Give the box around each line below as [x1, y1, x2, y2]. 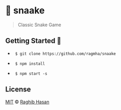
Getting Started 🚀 [5, 36, 62, 45]
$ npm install [15, 61, 45, 66]
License [5, 85, 31, 94]
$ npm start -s [15, 71, 47, 76]
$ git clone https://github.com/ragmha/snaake [15, 51, 116, 56]
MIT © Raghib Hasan [5, 99, 50, 105]
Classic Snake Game [17, 22, 61, 28]
